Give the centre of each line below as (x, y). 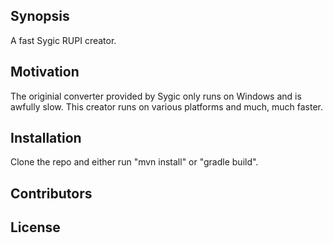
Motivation (45, 72)
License (35, 227)
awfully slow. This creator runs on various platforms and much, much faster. (166, 106)
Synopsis (40, 16)
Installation (46, 138)
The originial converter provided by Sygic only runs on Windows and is (156, 96)
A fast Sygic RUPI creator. (63, 40)
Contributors (51, 193)
